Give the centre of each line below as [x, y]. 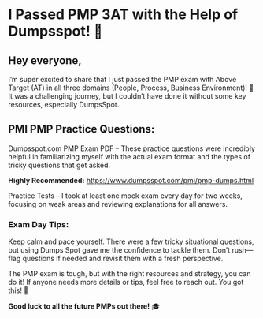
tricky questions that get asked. [59, 165]
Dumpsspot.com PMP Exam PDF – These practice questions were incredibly [132, 148]
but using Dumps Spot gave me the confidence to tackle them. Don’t [119, 250]
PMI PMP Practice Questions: [81, 129]
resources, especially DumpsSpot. [64, 105]
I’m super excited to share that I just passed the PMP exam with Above [122, 79]
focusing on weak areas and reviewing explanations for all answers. [118, 204]
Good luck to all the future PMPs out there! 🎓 [84, 306]
